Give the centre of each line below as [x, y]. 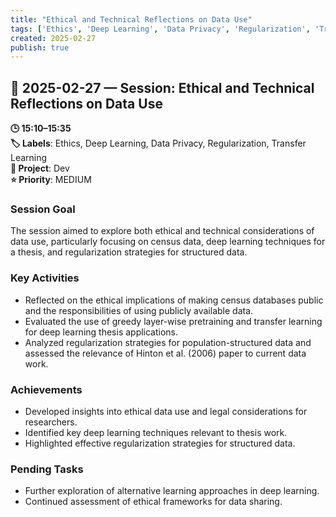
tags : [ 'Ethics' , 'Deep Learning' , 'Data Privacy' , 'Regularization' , [160, 29]
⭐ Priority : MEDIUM [51, 180]
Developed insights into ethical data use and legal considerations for [166, 411]
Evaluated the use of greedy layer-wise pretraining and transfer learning [173, 321]
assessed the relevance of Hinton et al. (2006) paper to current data [165, 353]
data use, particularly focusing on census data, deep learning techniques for [168, 242]
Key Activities [45, 278]
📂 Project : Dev [40, 168]
